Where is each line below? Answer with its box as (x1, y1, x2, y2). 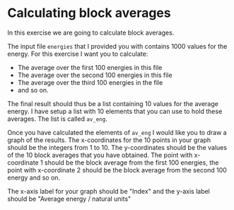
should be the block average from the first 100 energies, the (45, 158, 219, 167)
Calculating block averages (7, 5, 171, 21)
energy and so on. (7, 173, 61, 182)
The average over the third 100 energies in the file (17, 78, 163, 86)
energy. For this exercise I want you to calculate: (7, 49, 148, 58)
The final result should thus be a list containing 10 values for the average (7, 99, 219, 107)
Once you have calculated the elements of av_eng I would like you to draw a (7, 128, 228, 136)
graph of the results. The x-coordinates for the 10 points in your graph (7, 136, 211, 144)
